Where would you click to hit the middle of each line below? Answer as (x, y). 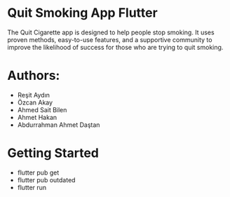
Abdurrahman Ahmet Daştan (59, 125)
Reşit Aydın (34, 95)
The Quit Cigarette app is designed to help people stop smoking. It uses (111, 32)
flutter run (32, 187)
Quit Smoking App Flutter (82, 13)
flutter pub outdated (46, 179)
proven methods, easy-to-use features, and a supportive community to (110, 39)
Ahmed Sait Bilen (42, 109)
